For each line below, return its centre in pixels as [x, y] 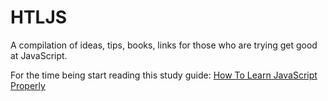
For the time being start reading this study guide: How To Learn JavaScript [164, 75]
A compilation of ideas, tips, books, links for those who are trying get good [164, 45]
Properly [28, 85]
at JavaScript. [39, 55]
